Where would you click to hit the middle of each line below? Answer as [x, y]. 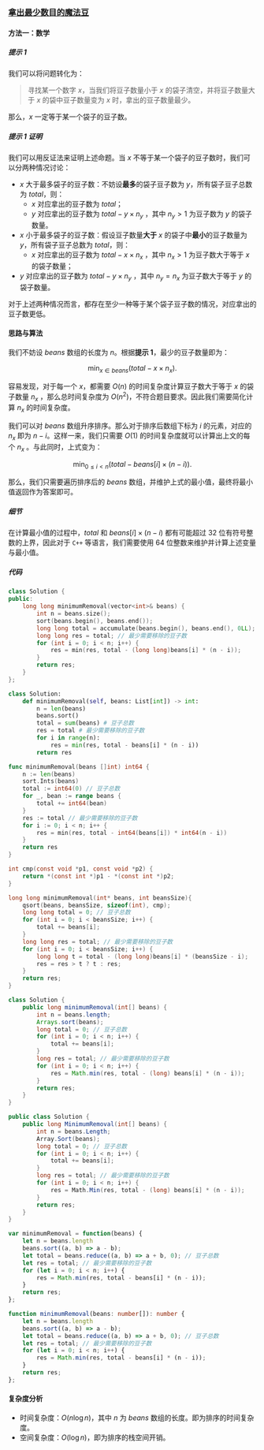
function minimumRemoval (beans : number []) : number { [97, 1314]
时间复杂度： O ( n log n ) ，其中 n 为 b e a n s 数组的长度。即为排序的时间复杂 [137, 1418]
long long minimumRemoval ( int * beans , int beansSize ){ [100, 898]
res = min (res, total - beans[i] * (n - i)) [125, 745]
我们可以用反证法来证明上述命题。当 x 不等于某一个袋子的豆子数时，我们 [126, 158]
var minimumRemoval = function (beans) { [76, 1234]
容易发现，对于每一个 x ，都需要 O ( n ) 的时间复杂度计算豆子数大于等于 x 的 [128, 386]
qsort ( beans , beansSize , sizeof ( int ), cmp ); [97, 905]
